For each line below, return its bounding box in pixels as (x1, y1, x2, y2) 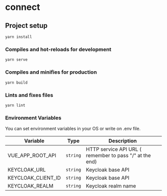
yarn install (5, 34, 32, 39)
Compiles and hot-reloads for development (5, 46, 112, 53)
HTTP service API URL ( (86, 146, 142, 153)
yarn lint (5, 102, 26, 108)
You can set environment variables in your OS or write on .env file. (5, 126, 141, 132)
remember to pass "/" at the (86, 152, 151, 159)
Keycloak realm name (86, 183, 136, 190)
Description (108, 137, 137, 144)
